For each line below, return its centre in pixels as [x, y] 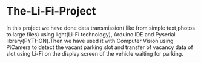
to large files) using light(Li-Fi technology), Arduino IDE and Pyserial [91, 34]
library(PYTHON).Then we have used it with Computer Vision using [90, 41]
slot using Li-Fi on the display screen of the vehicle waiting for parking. [95, 53]
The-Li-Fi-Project [51, 11]
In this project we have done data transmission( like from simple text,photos [101, 28]
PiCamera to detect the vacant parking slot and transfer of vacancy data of [100, 47]
